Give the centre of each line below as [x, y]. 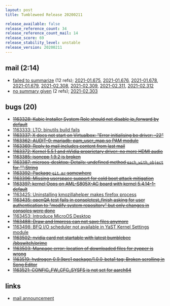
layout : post [19, 10]
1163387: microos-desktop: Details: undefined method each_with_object [88, 162]
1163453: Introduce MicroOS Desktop [52, 216]
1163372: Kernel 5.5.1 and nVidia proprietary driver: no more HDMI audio [88, 151]
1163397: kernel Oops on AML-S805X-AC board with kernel [75, 184]
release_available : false [32, 24]
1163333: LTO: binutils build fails [46, 130]
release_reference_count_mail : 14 [42, 33]
